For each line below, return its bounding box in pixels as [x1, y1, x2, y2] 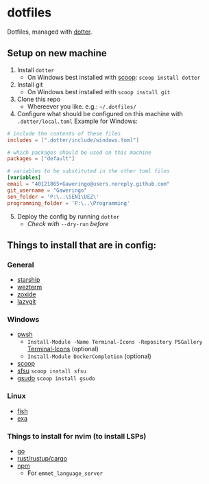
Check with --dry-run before [27, 219, 109, 228]
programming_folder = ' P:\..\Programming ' [7, 199, 130, 207]
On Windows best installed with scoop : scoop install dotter [27, 73, 201, 81]
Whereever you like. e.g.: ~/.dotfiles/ [27, 102, 137, 111]
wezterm [16, 283, 42, 291]
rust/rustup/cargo [16, 454, 67, 463]
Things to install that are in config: [7, 239, 156, 251]
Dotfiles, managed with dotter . [7, 27, 93, 36]
